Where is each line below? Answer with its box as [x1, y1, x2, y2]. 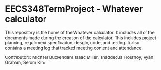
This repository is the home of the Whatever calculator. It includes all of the [5, 29, 155, 35]
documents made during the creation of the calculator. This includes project [5, 35, 156, 41]
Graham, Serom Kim [5, 59, 45, 65]
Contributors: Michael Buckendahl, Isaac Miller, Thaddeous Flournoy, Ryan [5, 54, 154, 60]
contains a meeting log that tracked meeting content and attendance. [5, 45, 143, 51]
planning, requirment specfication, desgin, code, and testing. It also [5, 40, 140, 45]
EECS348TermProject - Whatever [5, 3, 143, 14]
